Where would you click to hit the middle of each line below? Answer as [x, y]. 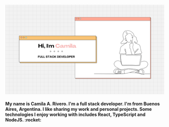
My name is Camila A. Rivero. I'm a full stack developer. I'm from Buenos [82, 104]
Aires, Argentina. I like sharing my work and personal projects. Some [79, 109]
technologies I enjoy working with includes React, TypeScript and [75, 114]
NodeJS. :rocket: [23, 120]
